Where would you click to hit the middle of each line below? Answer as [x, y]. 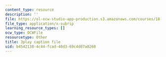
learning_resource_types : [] [35, 28]
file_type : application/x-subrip [40, 24]
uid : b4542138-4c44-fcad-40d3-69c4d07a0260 [51, 47]
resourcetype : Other [26, 38]
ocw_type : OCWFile [24, 33]
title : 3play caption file [33, 42]
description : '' [22, 14]
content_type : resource [30, 10]
